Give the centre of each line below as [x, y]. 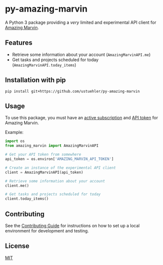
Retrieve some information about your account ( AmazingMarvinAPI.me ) [81, 54]
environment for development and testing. [47, 231]
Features [19, 43]
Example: [14, 132]
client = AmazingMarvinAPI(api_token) [44, 172]
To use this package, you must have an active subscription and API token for [81, 118]
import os [15, 141]
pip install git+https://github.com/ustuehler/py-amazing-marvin [72, 91]
